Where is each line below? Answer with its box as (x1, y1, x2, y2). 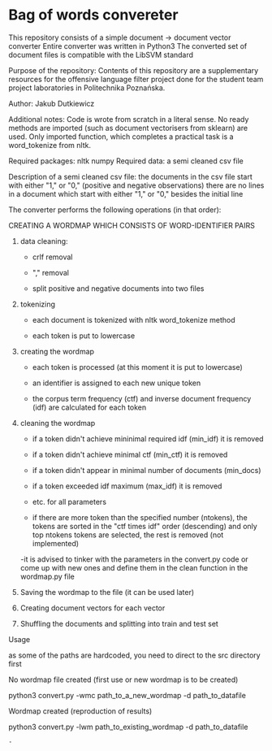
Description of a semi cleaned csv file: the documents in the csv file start (8, 171, 253, 181)
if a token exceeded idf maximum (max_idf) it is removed (32, 481, 222, 491)
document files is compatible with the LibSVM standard (8, 50, 193, 59)
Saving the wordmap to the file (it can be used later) (19, 587, 195, 597)
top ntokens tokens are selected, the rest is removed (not (32, 530, 224, 540)
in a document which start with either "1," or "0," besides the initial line (8, 189, 244, 198)
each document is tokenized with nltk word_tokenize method (32, 315, 235, 324)
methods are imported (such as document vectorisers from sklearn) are (8, 123, 248, 132)
